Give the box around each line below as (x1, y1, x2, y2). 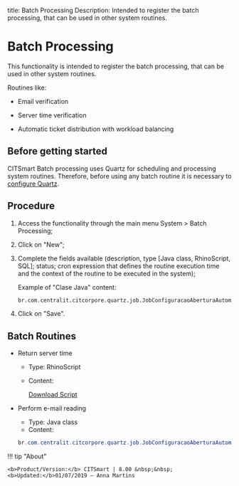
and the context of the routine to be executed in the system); (17, 269, 196, 278)
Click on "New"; (17, 240, 65, 248)
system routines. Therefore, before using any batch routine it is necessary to (7, 171, 232, 180)
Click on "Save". (17, 310, 65, 318)
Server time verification (17, 110, 87, 120)
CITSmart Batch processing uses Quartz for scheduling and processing (7, 164, 217, 173)
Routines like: (7, 83, 47, 92)
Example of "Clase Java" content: (17, 282, 117, 291)
